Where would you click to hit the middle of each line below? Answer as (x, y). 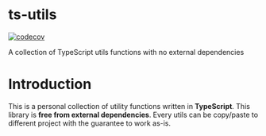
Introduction (50, 84)
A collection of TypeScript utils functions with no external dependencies (126, 52)
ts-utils (33, 15)
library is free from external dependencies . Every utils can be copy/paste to (133, 115)
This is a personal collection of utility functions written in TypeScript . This (129, 106)
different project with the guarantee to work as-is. (90, 123)
